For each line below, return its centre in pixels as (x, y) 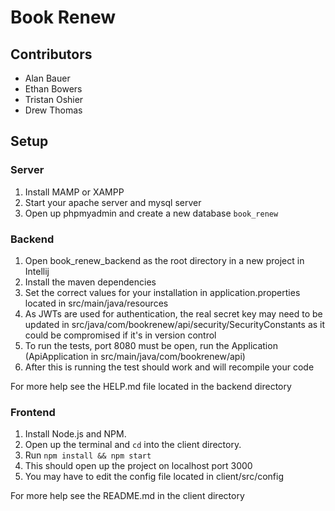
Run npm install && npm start (88, 455)
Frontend (33, 412)
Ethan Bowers (53, 89)
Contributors (51, 54)
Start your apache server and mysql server (113, 202)
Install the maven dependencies (90, 282)
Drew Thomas (53, 110)
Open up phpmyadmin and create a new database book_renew (151, 213)
